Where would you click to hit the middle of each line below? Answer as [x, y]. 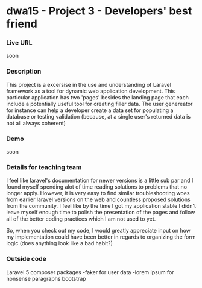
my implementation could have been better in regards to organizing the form [101, 237]
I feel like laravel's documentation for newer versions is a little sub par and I [100, 180]
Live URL [19, 43]
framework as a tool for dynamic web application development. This [91, 91]
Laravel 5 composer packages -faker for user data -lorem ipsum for [90, 272]
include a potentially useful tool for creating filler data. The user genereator [99, 104]
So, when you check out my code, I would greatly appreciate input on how [99, 231]
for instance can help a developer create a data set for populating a [90, 110]
